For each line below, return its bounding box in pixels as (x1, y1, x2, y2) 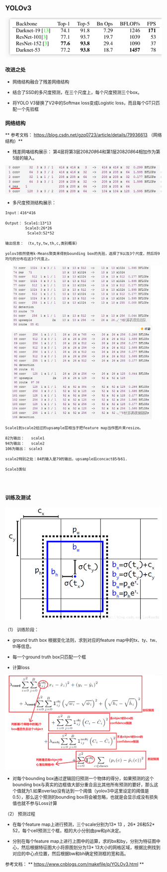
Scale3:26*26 (25, 226, 52, 231)
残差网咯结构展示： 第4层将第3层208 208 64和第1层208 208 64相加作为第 (12, 149, 161, 155)
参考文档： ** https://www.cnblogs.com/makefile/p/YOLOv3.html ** (5, 861, 144, 867)
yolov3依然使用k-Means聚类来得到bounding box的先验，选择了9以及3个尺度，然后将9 (5, 251, 160, 257)
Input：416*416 (5, 211, 36, 216)
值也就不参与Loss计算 (12, 800, 57, 806)
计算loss (12, 665, 30, 671)
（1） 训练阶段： (5, 626, 39, 633)
